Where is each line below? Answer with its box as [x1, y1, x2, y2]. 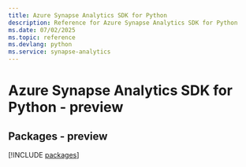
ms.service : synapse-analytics [8, 48, 111, 56]
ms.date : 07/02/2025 [8, 26, 76, 34]
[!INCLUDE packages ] [8, 151, 80, 159]
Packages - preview [8, 129, 108, 143]
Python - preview [8, 99, 124, 116]
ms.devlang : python [8, 41, 73, 49]
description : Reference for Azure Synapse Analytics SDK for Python [8, 19, 238, 27]
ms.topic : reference [8, 33, 76, 42]
